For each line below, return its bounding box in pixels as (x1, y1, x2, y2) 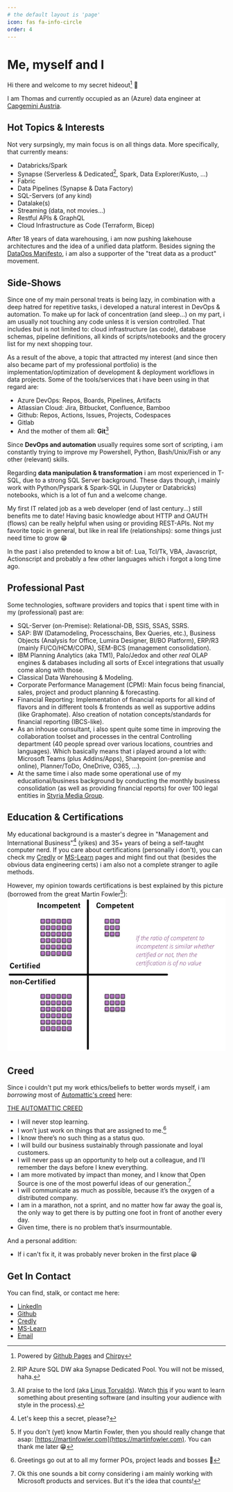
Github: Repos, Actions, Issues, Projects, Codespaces (17, 411, 171, 420)
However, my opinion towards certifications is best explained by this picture (7, 881, 223, 890)
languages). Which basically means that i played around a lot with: (17, 747, 207, 755)
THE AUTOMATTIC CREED (7, 1104, 83, 1113)
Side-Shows (7, 277, 62, 288)
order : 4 (7, 26, 33, 33)
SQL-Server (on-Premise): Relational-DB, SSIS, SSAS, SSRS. (17, 621, 189, 630)
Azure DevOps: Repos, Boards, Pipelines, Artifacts (17, 396, 162, 404)
